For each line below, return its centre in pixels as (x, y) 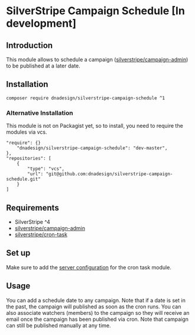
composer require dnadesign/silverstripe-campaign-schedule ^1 (86, 98)
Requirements (32, 207)
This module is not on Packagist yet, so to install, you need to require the (95, 126)
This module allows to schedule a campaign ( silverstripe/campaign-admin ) (97, 59)
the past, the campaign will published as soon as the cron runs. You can (94, 307)
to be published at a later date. (43, 66)
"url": (35, 174)
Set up (18, 253)
